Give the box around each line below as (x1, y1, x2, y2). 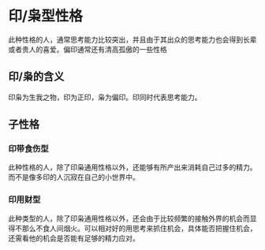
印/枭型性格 (8, 7, 83, 25)
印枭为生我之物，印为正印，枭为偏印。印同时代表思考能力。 (8, 92, 202, 102)
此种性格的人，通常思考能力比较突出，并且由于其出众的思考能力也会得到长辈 (8, 35, 257, 44)
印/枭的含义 (8, 70, 65, 84)
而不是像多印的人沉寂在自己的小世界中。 (8, 173, 140, 182)
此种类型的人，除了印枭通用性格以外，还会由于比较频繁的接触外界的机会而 (8, 214, 250, 223)
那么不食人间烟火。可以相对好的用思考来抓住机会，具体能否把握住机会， (21, 223, 257, 233)
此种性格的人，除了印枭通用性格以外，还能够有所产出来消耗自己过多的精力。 (8, 162, 257, 172)
